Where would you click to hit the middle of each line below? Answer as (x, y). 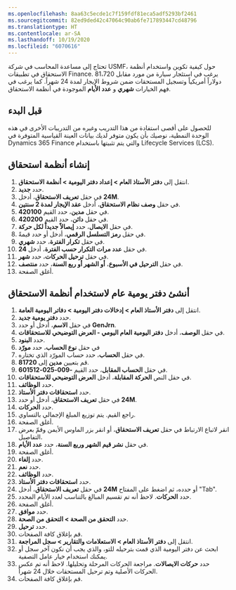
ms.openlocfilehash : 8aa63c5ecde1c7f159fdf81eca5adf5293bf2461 (103, 14)
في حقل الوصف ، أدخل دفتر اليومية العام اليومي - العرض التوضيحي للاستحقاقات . (122, 333)
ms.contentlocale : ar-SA (44, 33)
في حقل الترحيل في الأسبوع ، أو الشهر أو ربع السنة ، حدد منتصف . (100, 263)
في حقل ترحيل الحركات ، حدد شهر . (63, 256)
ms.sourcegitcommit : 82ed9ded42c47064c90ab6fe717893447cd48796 (103, 20)
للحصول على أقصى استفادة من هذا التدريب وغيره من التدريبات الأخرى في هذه (110, 128)
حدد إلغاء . (31, 459)
